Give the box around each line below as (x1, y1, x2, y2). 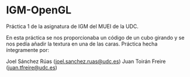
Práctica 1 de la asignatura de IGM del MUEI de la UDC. (6, 23, 139, 30)
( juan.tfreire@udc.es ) (6, 64, 57, 71)
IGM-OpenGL (6, 3, 72, 17)
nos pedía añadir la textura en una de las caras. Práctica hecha (6, 40, 158, 47)
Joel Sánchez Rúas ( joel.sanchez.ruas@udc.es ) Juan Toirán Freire (6, 58, 166, 65)
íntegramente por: (6, 46, 50, 53)
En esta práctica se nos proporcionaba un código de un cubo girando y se (6, 34, 185, 41)
